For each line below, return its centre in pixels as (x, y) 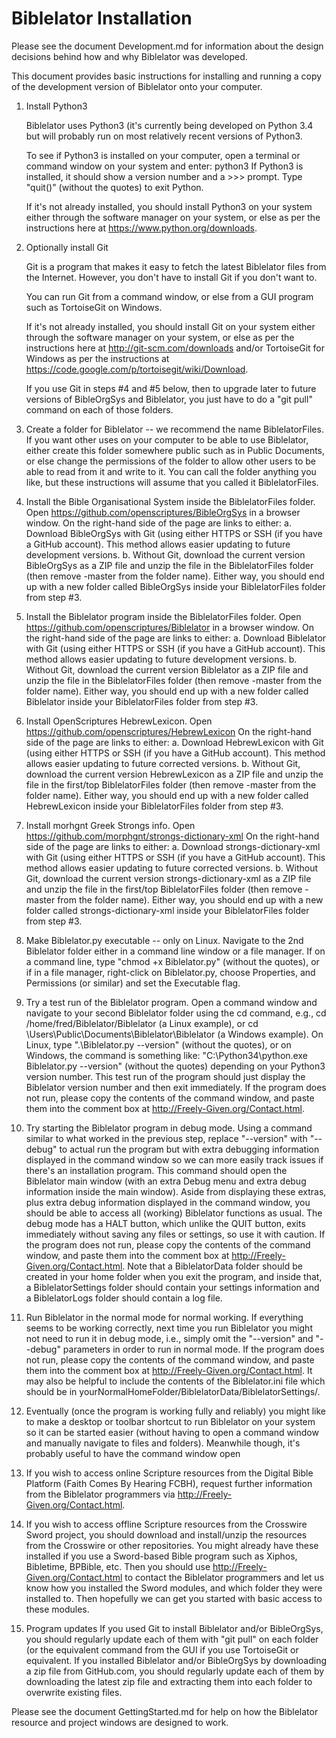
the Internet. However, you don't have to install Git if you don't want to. (171, 277)
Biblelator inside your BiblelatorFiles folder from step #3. (142, 701)
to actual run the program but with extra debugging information (189, 1149)
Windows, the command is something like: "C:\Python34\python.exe (166, 1055)
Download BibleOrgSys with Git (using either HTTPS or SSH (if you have (174, 533)
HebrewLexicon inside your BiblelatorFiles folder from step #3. (154, 806)
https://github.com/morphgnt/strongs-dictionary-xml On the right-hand (172, 836)
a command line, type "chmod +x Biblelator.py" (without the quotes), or (172, 961)
